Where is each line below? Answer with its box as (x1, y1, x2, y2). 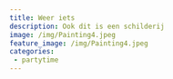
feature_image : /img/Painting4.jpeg (9, 38, 148, 48)
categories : (9, 47, 55, 56)
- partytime (13, 55, 59, 64)
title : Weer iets (9, 13, 76, 23)
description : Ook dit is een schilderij (9, 22, 166, 31)
